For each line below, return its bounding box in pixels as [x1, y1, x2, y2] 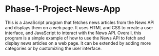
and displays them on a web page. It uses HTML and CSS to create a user [5, 24, 154, 30]
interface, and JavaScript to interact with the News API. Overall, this [5, 30, 141, 36]
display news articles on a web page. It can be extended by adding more [5, 40, 151, 46]
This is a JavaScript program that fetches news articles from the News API [5, 19, 155, 25]
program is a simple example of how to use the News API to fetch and [5, 35, 145, 41]
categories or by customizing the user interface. [5, 45, 102, 51]
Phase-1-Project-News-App [5, 3, 120, 15]
